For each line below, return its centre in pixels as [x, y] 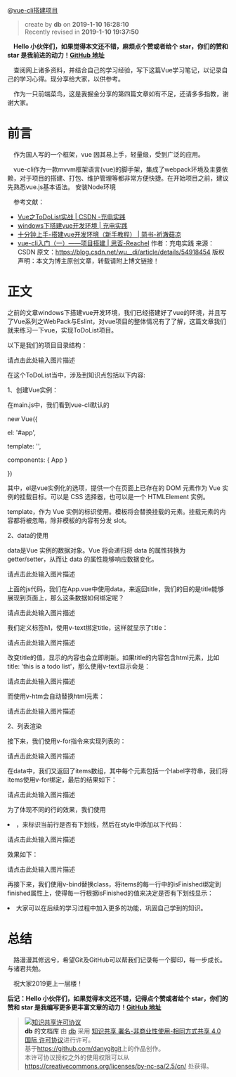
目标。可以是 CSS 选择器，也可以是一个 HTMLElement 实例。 [120, 496]
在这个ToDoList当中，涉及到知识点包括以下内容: [77, 375]
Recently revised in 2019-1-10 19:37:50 [81, 32]
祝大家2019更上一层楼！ [48, 984]
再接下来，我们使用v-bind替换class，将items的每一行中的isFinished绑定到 [114, 884]
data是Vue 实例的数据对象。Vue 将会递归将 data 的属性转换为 [97, 550]
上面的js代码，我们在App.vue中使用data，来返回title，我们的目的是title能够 [116, 588]
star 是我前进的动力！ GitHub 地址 [56, 55]
